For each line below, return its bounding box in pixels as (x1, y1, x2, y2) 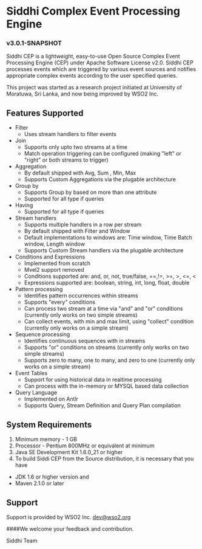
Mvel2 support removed (24, 266, 85, 274)
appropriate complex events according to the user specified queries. (6, 72, 178, 80)
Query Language (15, 389, 58, 396)
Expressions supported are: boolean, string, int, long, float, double (24, 279, 190, 286)
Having (15, 202, 33, 209)
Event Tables (15, 370, 48, 377)
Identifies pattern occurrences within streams (24, 292, 138, 299)
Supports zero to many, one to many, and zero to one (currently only (24, 357, 195, 364)
